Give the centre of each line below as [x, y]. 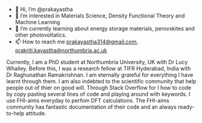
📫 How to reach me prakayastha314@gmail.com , [77, 42]
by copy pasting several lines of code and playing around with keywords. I [98, 94]
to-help [15, 113]
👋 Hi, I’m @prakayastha [44, 9]
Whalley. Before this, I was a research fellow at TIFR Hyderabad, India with [99, 68]
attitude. [36, 113]
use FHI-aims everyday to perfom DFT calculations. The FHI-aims [88, 100]
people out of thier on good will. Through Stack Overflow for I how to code [99, 88]
